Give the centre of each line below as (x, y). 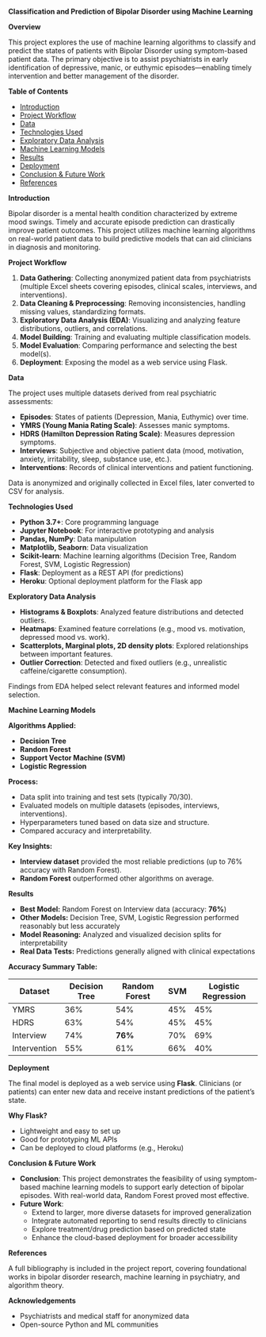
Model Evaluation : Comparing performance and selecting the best (128, 345)
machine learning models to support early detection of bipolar (143, 1187)
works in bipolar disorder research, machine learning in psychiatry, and (124, 1277)
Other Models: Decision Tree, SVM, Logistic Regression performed (129, 917)
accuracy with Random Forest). (70, 870)
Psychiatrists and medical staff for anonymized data (104, 1316)
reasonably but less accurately (70, 926)
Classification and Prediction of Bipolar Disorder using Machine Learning (131, 12)
